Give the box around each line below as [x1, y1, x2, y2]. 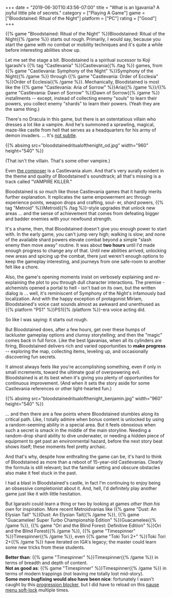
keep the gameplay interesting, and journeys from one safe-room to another [5, 259, 166, 264]
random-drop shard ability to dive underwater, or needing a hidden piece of [5, 433, 165, 438]
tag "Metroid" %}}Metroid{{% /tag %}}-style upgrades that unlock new [5, 205, 156, 211]
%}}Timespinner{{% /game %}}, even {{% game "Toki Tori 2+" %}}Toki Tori [5, 533, 166, 539]
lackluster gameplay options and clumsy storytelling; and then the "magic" [5, 332, 163, 338]
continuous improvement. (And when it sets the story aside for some [5, 380, 150, 386]
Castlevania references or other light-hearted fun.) [5, 385, 112, 392]
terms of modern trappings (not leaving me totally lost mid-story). [5, 571, 144, 576]
